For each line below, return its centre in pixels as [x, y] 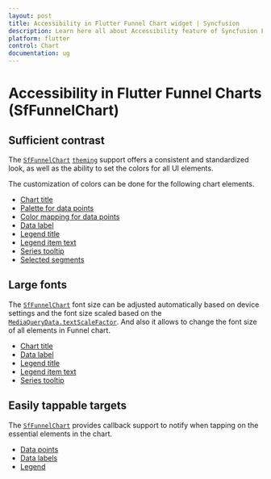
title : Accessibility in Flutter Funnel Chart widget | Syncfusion [124, 23]
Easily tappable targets [68, 406]
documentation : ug [39, 53]
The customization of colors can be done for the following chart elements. [131, 184]
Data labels [39, 458]
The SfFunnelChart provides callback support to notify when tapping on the [133, 425]
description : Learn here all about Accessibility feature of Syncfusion [133, 31]
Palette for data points [57, 208]
